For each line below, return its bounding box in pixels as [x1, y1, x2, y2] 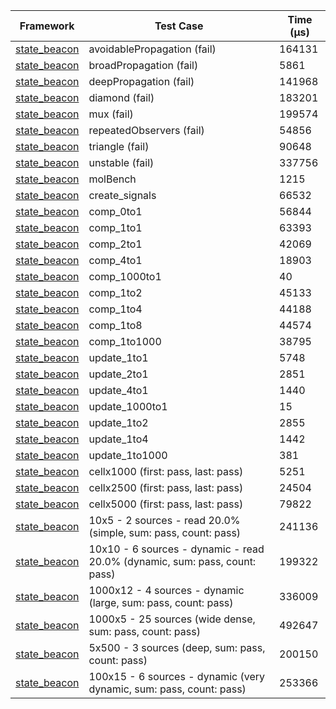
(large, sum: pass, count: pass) [88, 596, 234, 609]
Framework [19, 19, 75, 33]
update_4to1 [88, 384, 149, 397]
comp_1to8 [88, 319, 143, 332]
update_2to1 [88, 367, 149, 381]
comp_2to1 [88, 237, 143, 251]
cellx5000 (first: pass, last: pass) [88, 497, 244, 511]
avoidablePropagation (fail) [88, 42, 217, 56]
